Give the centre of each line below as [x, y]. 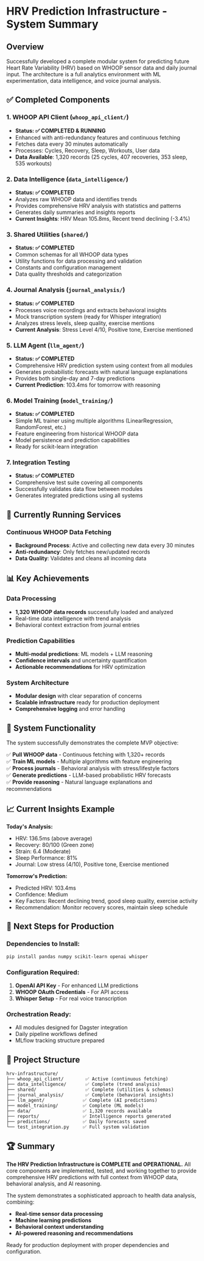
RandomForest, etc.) [41, 427]
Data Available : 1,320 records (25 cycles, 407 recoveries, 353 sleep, [101, 157]
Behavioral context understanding [59, 1226]
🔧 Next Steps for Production [60, 927]
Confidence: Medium [41, 895]
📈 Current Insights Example [61, 809]
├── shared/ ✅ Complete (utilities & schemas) [90, 1090]
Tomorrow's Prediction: [37, 876]
